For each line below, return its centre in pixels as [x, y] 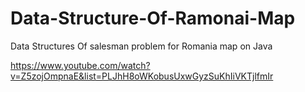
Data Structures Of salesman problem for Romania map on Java [141, 46]
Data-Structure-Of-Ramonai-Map [153, 18]
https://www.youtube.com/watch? [80, 65]
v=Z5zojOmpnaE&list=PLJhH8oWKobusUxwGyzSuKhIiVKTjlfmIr [142, 76]
